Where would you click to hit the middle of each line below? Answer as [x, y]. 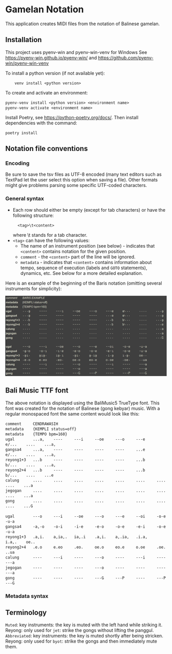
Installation [24, 40]
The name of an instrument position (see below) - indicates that [88, 246]
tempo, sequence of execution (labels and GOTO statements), [84, 268]
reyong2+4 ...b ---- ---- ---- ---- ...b [75, 470]
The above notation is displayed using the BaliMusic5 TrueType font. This [82, 403]
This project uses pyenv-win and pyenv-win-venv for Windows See [76, 52]
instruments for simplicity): [34, 288]
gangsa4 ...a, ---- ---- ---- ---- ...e [75, 450]
